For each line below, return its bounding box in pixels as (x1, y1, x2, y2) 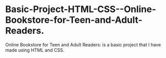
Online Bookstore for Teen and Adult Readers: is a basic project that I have (5, 41, 161, 47)
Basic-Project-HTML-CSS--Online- (5, 4, 156, 15)
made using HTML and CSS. (5, 47, 64, 53)
